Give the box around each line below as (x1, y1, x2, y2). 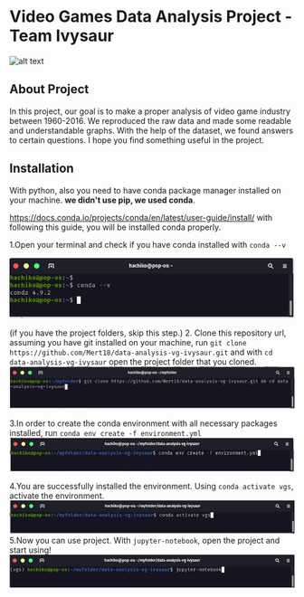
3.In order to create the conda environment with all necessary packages (9, 418, 278, 429)
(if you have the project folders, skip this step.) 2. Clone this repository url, (9, 327, 287, 338)
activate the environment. (9, 490, 105, 501)
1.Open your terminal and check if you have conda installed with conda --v (9, 239, 287, 250)
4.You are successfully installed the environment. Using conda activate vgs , (9, 480, 294, 491)
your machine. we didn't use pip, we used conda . (9, 194, 196, 205)
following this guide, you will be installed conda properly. (9, 222, 222, 232)
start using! (9, 545, 52, 555)
